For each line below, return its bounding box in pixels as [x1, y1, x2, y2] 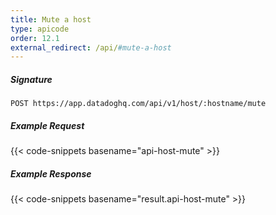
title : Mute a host [10, 14, 92, 25]
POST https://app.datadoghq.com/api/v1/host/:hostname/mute [10, 99, 267, 109]
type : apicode [10, 24, 70, 34]
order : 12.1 [10, 33, 60, 43]
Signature [10, 73, 53, 85]
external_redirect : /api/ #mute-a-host [10, 42, 172, 53]
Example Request [10, 119, 85, 131]
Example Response [10, 167, 92, 180]
